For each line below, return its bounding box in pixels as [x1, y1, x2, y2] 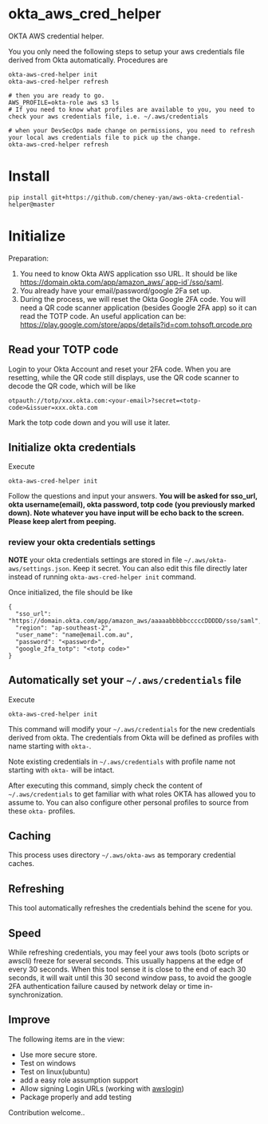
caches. [8, 859, 34, 868]
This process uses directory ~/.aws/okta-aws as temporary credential [8, 850, 236, 860]
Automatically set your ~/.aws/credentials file [8, 673, 242, 687]
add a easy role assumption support [19, 1075, 139, 1085]
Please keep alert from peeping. [8, 517, 117, 526]
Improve [8, 1013, 50, 1027]
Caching [8, 828, 52, 843]
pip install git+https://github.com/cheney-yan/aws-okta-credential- [8, 193, 245, 201]
